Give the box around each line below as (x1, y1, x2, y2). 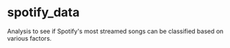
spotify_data (7, 5, 81, 20)
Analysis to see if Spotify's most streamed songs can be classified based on (7, 27, 224, 35)
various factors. (7, 34, 52, 42)
